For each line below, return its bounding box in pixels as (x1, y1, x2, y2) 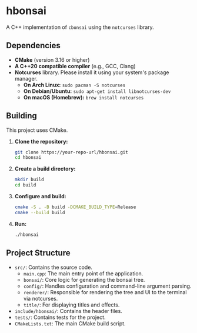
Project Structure (6, 248, 71, 258)
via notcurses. (23, 295, 58, 302)
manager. (14, 75, 38, 82)
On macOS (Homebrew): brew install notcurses (23, 94, 144, 101)
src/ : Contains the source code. (14, 264, 93, 271)
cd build (14, 182, 36, 188)
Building (6, 111, 37, 121)
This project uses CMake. (6, 126, 68, 134)
